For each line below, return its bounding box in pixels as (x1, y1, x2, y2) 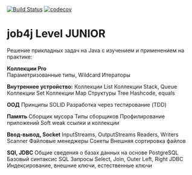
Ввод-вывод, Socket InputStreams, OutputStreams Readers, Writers (7, 130, 179, 138)
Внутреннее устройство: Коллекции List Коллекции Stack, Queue (7, 83, 178, 90)
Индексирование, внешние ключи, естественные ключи (7, 162, 153, 169)
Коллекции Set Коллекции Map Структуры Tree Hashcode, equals (7, 89, 175, 97)
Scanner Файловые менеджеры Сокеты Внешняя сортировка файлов (7, 137, 186, 144)
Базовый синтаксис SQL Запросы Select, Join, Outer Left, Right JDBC (7, 155, 184, 162)
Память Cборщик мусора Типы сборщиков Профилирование (7, 112, 165, 120)
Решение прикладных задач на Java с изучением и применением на (7, 46, 185, 54)
